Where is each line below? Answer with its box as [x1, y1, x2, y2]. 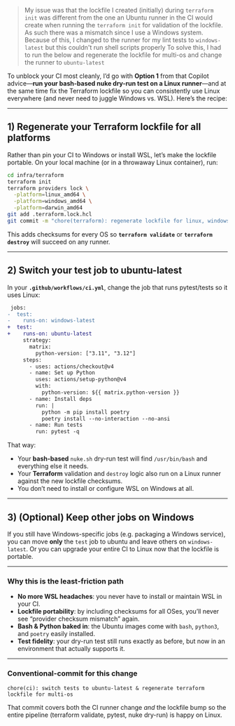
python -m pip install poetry [41, 409, 130, 416]
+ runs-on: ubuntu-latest [7, 330, 92, 338]
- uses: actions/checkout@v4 [29, 363, 114, 370]
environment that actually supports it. [17, 645, 126, 653]
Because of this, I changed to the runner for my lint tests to [24, 36, 194, 44]
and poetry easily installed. [17, 630, 96, 638]
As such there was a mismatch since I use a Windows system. [24, 28, 204, 37]
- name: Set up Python [29, 369, 96, 376]
